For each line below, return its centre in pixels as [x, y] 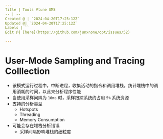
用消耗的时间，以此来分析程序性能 [47, 92]
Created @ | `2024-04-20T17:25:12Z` [42, 19]
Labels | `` [17, 28]
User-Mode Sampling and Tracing [75, 61]
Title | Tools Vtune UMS [30, 10]
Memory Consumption [42, 119]
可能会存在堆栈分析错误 [36, 125]
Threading [30, 114]
